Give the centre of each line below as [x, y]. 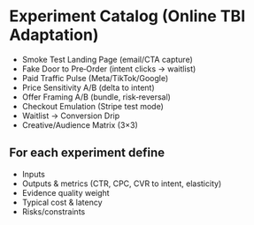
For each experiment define [87, 153]
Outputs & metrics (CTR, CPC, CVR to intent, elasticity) [122, 184]
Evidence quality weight [65, 192]
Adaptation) [54, 35]
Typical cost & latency [62, 202]
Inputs [34, 174]
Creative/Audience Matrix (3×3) [80, 124]
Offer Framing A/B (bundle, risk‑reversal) [96, 97]
